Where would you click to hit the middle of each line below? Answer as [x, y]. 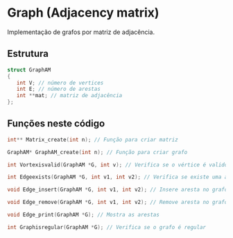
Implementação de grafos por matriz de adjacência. [81, 32]
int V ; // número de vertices [60, 83]
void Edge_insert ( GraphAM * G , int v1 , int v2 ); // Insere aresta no [108, 190]
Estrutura [28, 54]
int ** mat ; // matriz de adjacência [69, 96]
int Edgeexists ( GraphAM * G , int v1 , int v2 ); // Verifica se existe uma [114, 177]
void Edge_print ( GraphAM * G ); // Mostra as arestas [83, 215]
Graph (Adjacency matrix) [83, 13]
